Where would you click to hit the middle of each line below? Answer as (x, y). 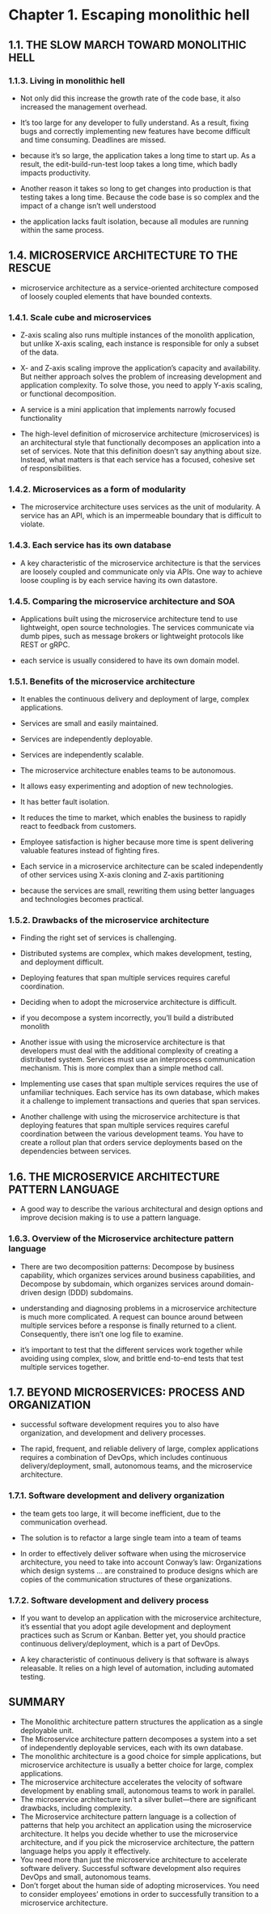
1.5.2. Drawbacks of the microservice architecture (109, 921)
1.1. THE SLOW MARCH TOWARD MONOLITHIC (127, 45)
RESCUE (30, 268)
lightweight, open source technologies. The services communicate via (137, 627)
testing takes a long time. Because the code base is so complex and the (140, 197)
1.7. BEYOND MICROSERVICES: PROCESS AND (127, 1392)
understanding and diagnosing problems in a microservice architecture (138, 1308)
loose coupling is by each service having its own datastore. (119, 580)
